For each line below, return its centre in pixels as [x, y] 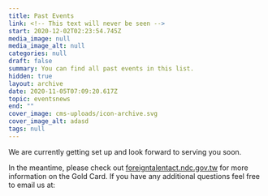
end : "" [22, 106]
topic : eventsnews [39, 99]
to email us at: [32, 185]
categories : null [38, 53]
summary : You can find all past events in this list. [102, 69]
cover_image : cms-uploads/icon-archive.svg [83, 114]
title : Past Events [41, 16]
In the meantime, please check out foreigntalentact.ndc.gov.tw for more [129, 168]
